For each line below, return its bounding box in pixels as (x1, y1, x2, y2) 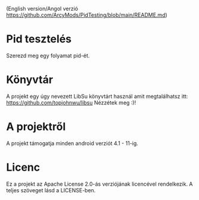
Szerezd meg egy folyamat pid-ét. (6, 52, 90, 59)
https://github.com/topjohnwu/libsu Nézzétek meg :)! (6, 99, 136, 106)
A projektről (6, 120, 66, 134)
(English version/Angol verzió (6, 5, 79, 12)
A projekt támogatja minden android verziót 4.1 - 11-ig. (6, 140, 139, 147)
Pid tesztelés (6, 32, 71, 46)
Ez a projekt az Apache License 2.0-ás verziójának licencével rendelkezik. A (6, 180, 193, 187)
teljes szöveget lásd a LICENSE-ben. (6, 186, 96, 193)
